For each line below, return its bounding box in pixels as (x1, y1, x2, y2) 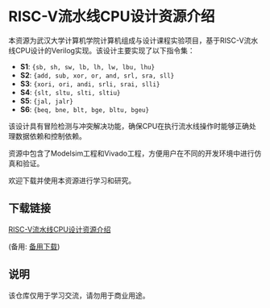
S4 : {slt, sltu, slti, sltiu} (19, 87, 121, 97)
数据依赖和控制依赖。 (15, 131, 86, 141)
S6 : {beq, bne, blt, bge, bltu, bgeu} (19, 104, 150, 114)
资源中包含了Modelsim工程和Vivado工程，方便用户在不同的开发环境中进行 (8, 148, 255, 158)
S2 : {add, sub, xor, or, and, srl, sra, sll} (19, 70, 175, 80)
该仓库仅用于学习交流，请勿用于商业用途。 (8, 290, 150, 300)
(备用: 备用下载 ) (8, 241, 60, 251)
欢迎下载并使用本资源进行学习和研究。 (8, 175, 135, 185)
